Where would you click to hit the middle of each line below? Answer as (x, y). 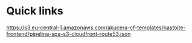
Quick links (35, 11)
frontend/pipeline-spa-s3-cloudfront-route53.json (69, 33)
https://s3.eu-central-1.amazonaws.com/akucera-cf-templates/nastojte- (96, 27)
